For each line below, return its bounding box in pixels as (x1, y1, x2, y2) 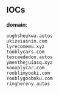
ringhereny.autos (6, 80, 50, 87)
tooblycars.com (6, 49, 45, 55)
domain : (6, 21, 27, 28)
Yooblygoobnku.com (6, 75, 53, 81)
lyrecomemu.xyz (6, 43, 45, 49)
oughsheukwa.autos (6, 33, 53, 39)
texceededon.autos (6, 54, 53, 60)
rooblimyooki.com (6, 70, 50, 76)
